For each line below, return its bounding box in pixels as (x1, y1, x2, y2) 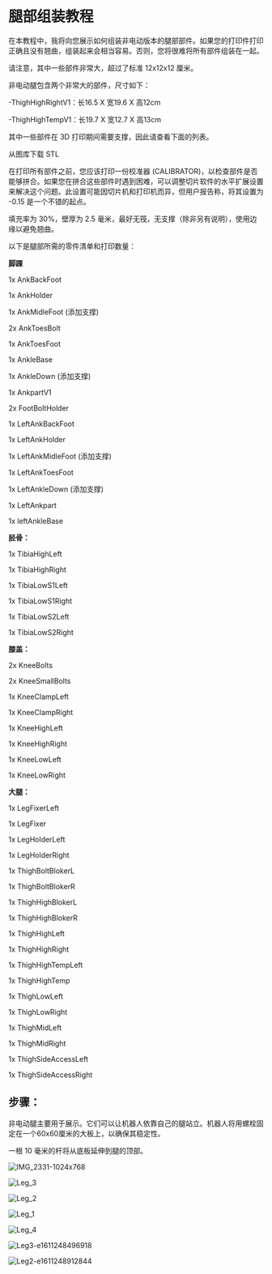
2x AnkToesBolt (8, 323, 61, 333)
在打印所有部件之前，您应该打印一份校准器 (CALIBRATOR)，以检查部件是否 (8, 166, 258, 176)
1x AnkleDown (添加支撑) (8, 371, 91, 381)
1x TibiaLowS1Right (8, 596, 73, 606)
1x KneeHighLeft (8, 722, 63, 733)
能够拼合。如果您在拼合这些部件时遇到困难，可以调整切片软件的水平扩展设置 (8, 176, 264, 186)
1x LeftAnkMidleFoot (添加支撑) (8, 451, 112, 461)
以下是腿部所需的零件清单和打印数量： (8, 241, 136, 251)
